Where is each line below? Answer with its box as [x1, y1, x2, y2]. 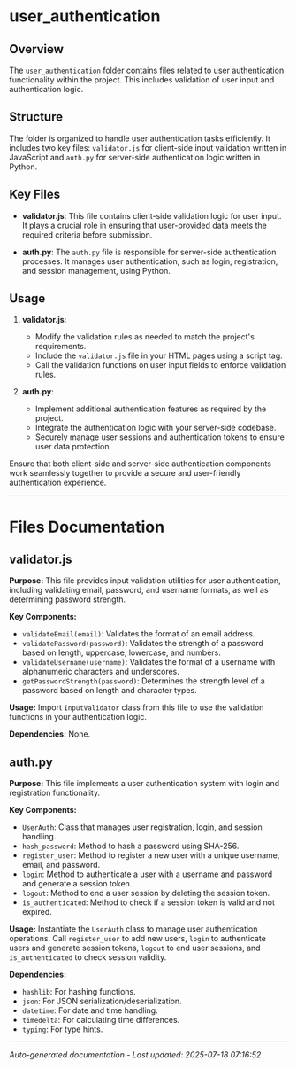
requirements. [34, 341, 87, 352]
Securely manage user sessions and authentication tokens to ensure [34, 432, 285, 442]
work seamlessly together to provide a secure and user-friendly [9, 468, 241, 479]
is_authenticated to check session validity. [9, 952, 167, 963]
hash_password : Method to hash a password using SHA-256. [21, 840, 240, 852]
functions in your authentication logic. [9, 712, 148, 722]
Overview [9, 42, 65, 57]
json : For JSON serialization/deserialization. [21, 995, 183, 1007]
